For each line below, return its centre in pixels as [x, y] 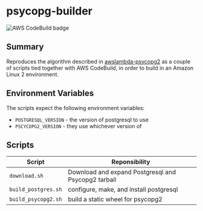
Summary [25, 47]
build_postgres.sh [36, 190]
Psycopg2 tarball [92, 180]
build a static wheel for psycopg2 [115, 200]
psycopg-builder [49, 11]
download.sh [27, 176]
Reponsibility [131, 162]
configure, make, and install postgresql [123, 190]
